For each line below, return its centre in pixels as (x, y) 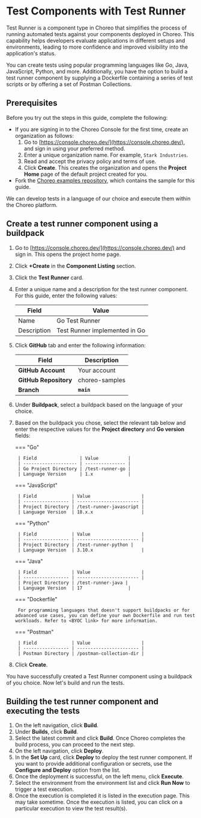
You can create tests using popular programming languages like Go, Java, (97, 65)
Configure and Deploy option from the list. (68, 770)
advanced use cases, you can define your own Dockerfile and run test (105, 615)
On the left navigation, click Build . (57, 725)
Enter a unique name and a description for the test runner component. (101, 289)
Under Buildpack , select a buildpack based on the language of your (99, 404)
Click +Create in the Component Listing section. (75, 265)
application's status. (31, 53)
